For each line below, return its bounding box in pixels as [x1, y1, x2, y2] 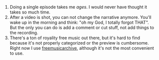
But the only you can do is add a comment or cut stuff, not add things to [9, 25, 155, 30]
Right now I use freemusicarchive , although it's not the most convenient [9, 45, 155, 51]
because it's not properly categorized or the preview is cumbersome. [9, 40, 149, 45]
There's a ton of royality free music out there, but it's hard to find [9, 35, 140, 41]
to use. [9, 50, 24, 56]
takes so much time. [9, 9, 51, 15]
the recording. [9, 30, 39, 35]
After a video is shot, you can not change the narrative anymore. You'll [9, 15, 152, 20]
